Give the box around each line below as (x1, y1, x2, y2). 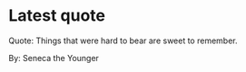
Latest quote (8, 5, 106, 26)
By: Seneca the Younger (8, 52, 99, 63)
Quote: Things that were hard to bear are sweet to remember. (8, 35, 238, 46)
